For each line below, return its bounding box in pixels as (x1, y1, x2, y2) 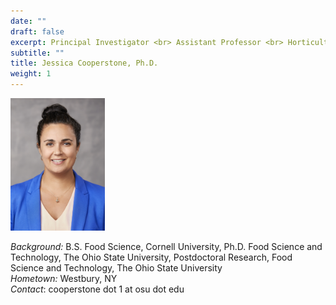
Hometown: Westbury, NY (10, 272, 118, 284)
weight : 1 (10, 69, 52, 79)
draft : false (10, 26, 65, 37)
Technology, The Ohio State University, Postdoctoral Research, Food (10, 251, 293, 263)
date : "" (10, 16, 47, 26)
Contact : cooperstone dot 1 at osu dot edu (10, 283, 185, 295)
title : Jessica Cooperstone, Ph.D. (10, 58, 159, 69)
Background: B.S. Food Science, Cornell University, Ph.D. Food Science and (10, 240, 323, 252)
